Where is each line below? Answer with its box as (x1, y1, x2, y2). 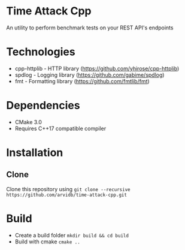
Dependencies (6, 99, 80, 112)
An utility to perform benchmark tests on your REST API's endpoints (6, 24, 174, 31)
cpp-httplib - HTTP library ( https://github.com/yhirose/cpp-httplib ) (14, 65, 180, 72)
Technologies (6, 45, 76, 59)
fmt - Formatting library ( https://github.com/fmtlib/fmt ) (14, 77, 150, 85)
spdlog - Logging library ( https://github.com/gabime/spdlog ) (14, 71, 165, 79)
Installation (6, 146, 63, 159)
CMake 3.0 (14, 118, 42, 125)
